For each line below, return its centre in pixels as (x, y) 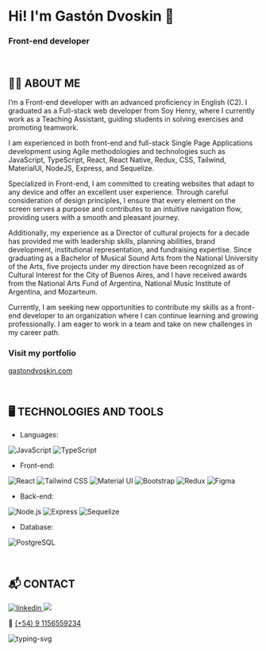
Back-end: (37, 496)
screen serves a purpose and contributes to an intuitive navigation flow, (125, 209)
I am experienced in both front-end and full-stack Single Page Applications (131, 143)
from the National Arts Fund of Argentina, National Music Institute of (120, 283)
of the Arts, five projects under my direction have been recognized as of (126, 267)
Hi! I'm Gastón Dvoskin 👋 (91, 16)
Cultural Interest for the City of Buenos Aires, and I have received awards (128, 275)
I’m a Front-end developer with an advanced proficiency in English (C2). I (128, 102)
